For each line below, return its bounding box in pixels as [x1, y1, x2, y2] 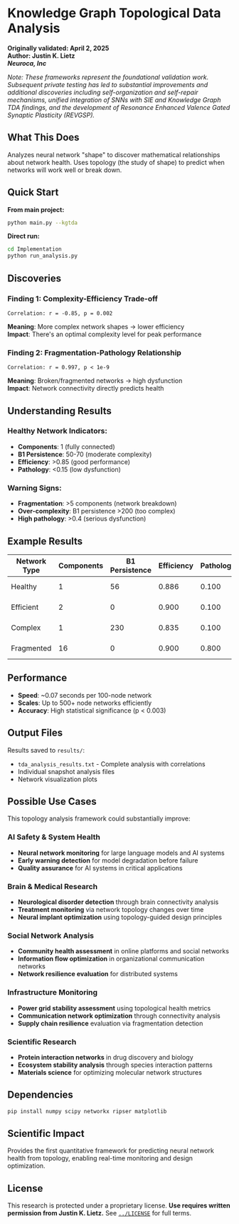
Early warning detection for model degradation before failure [17, 856, 198, 865]
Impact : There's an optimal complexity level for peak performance [7, 330, 202, 338]
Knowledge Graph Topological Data [7, 5, 221, 21]
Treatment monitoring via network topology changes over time [17, 906, 204, 913]
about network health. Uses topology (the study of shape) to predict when [7, 158, 225, 166]
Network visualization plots [17, 775, 97, 783]
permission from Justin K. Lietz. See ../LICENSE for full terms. [7, 1209, 192, 1218]
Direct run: [7, 232, 41, 241]
